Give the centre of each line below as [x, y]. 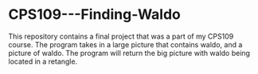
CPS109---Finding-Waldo [94, 15]
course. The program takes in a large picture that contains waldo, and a [125, 44]
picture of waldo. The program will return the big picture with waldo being [129, 53]
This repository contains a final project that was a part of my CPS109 [121, 36]
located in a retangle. [43, 61]
